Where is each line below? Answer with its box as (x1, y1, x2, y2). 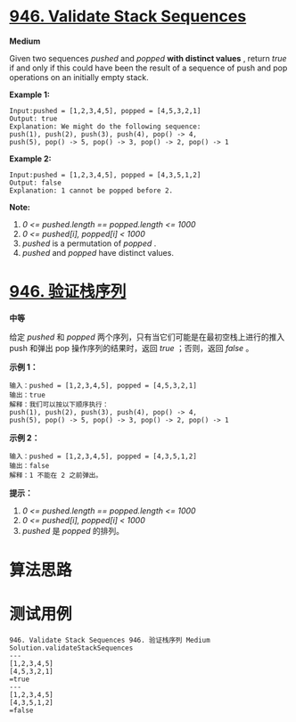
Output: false (9, 178, 62, 187)
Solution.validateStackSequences (9, 644, 134, 652)
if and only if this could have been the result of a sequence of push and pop (9, 62, 288, 73)
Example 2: (9, 153, 52, 164)
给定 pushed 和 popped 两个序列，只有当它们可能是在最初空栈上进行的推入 (9, 332, 285, 342)
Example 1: (9, 89, 51, 100)
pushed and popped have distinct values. (21, 247, 174, 258)
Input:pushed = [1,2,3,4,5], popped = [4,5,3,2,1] (9, 106, 201, 115)
